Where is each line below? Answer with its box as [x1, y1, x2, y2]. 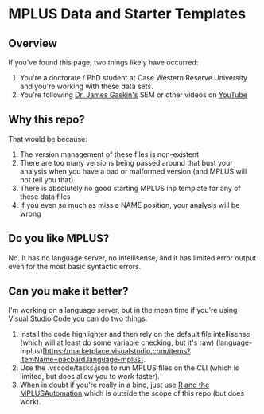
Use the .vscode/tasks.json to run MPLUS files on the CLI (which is [19, 363, 239, 373]
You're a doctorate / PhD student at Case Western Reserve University [19, 73, 248, 82]
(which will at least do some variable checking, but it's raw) [19, 338, 215, 347]
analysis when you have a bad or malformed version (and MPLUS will [19, 166, 247, 176]
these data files [19, 192, 71, 201]
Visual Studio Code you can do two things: [8, 314, 148, 323]
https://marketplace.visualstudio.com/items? [45, 346, 191, 356]
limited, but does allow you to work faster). [19, 372, 161, 381]
